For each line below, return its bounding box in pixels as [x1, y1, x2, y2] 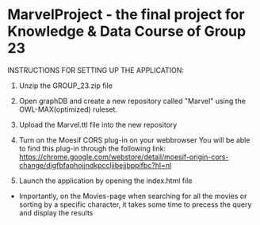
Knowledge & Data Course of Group [7, 22, 247, 40]
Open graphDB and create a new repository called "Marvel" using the [18, 96, 247, 105]
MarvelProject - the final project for [7, 6, 245, 24]
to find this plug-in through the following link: [18, 143, 166, 153]
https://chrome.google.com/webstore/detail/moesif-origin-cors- [18, 152, 229, 162]
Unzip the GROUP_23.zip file [18, 81, 113, 90]
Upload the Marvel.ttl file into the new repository [18, 120, 178, 129]
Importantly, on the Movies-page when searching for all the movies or [18, 191, 247, 200]
